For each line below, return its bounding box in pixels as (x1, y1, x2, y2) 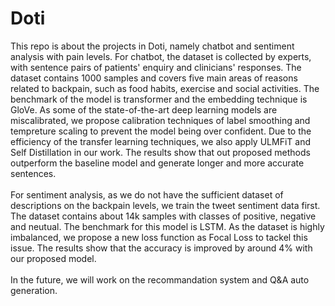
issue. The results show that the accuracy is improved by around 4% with (10, 242, 313, 254)
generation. (10, 284, 58, 296)
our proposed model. (10, 252, 97, 264)
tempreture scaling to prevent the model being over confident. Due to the (10, 125, 312, 137)
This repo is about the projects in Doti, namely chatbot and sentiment (10, 40, 295, 52)
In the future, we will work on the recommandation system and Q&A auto (10, 273, 310, 286)
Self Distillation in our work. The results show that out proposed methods (10, 146, 311, 158)
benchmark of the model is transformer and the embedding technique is (10, 93, 308, 105)
